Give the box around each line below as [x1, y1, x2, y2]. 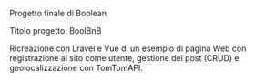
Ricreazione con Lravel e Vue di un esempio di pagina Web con [9, 43, 247, 54]
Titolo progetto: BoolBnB [9, 26, 102, 36]
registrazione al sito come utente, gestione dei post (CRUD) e [9, 53, 240, 63]
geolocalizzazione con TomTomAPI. [9, 63, 144, 73]
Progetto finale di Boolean [9, 8, 107, 18]
